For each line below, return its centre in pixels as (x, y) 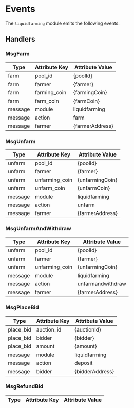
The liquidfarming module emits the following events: (62, 23)
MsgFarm (17, 54)
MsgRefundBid (24, 386)
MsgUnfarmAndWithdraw (38, 228)
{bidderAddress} (94, 371)
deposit (83, 363)
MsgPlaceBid (22, 307)
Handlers (20, 39)
